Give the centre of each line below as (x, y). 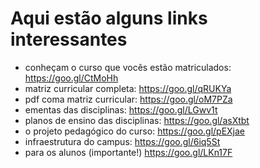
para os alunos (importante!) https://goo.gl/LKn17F (128, 152)
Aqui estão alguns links (109, 18)
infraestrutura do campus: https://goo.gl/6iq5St (122, 141)
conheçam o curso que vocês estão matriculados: (128, 67)
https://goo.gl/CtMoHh (71, 78)
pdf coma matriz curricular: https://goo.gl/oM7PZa (128, 99)
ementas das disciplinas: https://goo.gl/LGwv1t (121, 109)
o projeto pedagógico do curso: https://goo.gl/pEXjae (135, 131)
